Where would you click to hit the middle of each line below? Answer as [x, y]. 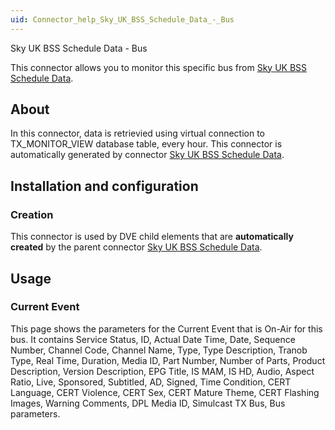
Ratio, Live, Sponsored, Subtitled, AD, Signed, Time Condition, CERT [151, 382]
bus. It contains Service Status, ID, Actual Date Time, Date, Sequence [153, 339]
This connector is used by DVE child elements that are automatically [152, 237]
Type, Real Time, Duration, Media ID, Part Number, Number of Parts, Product [168, 360]
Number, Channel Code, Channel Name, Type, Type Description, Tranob [159, 350]
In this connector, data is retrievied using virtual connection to [137, 133]
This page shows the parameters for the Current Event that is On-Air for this [166, 328]
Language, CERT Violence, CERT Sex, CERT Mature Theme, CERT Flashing [165, 392]
